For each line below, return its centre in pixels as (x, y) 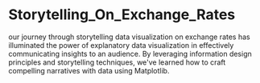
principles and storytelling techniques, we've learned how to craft (117, 62)
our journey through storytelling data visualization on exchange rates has (130, 37)
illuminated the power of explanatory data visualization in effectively (121, 45)
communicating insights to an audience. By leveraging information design (130, 53)
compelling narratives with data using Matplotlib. (89, 70)
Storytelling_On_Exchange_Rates (122, 15)
